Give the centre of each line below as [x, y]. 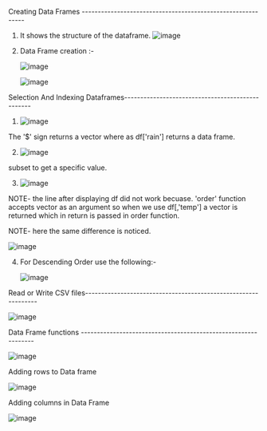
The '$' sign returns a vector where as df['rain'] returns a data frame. [122, 136]
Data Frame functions [44, 332]
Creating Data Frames [44, 12]
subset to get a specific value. [58, 168]
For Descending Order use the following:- [88, 262]
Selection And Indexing [47, 97]
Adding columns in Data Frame [59, 403]
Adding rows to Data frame [53, 372]
